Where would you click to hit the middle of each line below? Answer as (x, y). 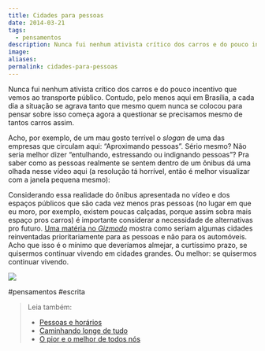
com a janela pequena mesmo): (59, 179)
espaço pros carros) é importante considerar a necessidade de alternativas (131, 220)
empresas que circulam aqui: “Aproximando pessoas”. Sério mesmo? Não (127, 146)
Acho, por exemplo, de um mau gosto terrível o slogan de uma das (116, 138)
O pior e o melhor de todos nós (90, 338)
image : (19, 52)
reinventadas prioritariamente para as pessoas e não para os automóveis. (127, 236)
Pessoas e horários (71, 322)
